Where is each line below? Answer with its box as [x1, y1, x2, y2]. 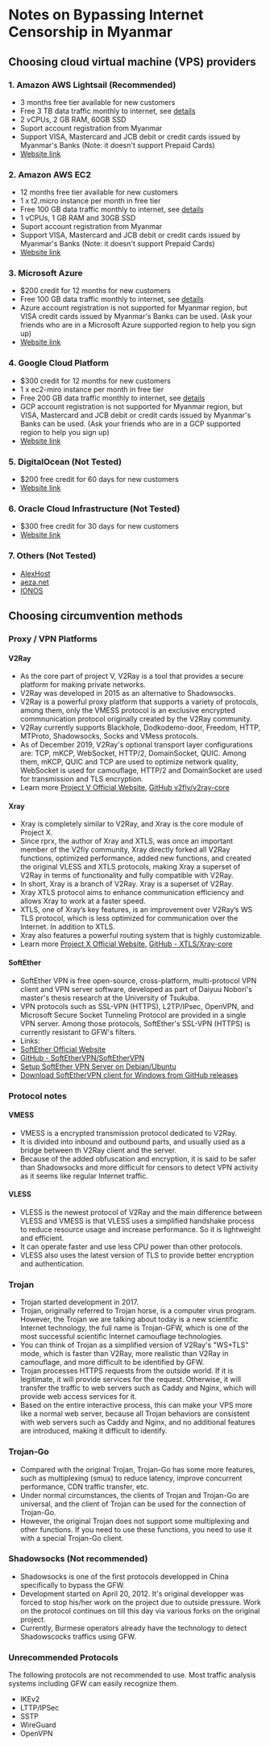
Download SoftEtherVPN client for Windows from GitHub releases [19, 1070, 239, 1079]
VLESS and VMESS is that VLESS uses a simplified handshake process [19, 1216, 255, 1225]
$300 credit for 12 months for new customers [19, 375, 171, 385]
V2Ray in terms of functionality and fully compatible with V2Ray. [19, 870, 234, 881]
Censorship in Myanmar [8, 23, 173, 41]
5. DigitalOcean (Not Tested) [8, 456, 123, 467]
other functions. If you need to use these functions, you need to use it [19, 1524, 252, 1535]
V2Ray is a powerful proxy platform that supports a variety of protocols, [19, 697, 259, 707]
